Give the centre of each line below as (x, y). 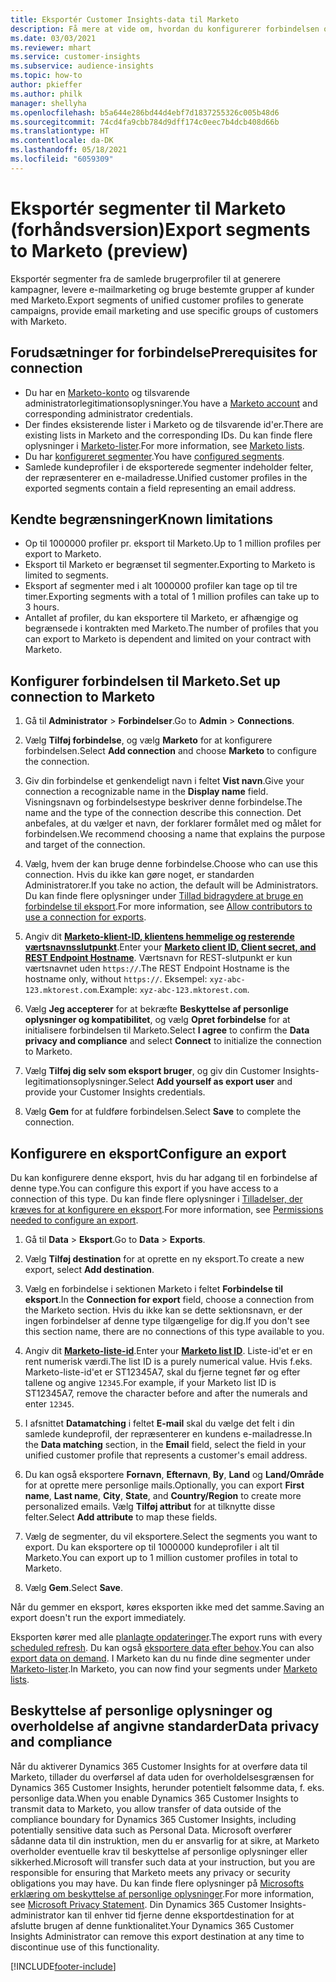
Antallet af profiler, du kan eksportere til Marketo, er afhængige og (161, 618)
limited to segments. (66, 575)
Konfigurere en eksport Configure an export (148, 1153)
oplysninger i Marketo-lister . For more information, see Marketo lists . (164, 445)
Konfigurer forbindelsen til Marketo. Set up (145, 681)
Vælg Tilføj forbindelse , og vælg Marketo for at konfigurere (148, 740)
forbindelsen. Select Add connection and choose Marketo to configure (171, 751)
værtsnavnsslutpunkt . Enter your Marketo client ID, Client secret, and (170, 947)
